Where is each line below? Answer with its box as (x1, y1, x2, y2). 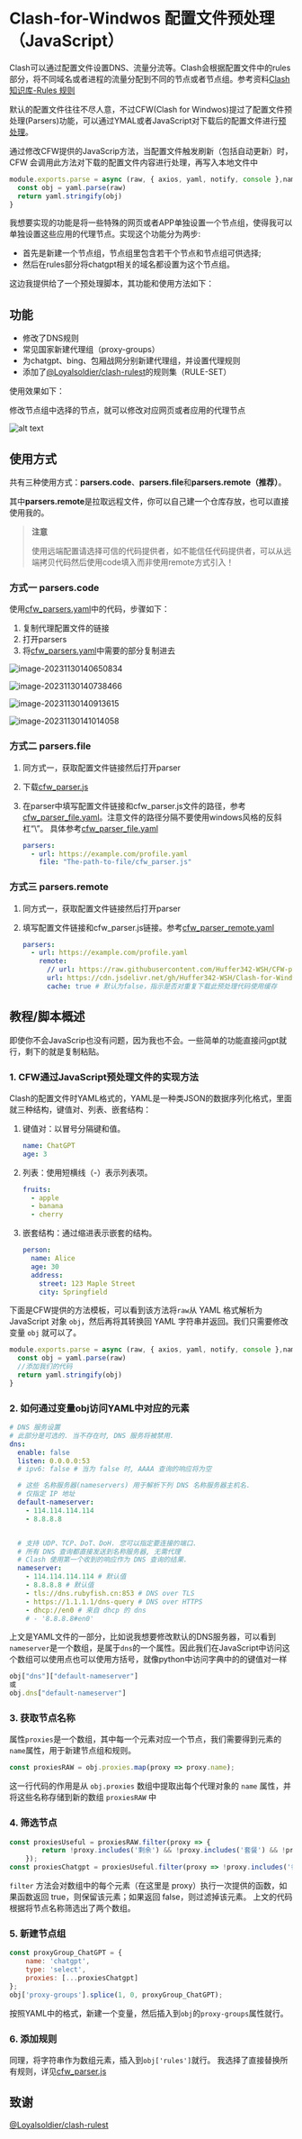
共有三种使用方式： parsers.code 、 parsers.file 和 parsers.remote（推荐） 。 (9, 477, 287, 487)
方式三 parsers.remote (9, 880, 110, 893)
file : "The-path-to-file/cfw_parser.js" (39, 858, 192, 867)
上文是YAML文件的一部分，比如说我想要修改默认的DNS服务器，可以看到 (9, 1632, 277, 1643)
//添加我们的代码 (17, 1362, 73, 1371)
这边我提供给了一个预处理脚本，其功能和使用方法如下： (9, 278, 214, 289)
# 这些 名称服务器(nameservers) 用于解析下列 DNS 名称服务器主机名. (17, 1481, 251, 1490)
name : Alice (31, 1254, 75, 1263)
